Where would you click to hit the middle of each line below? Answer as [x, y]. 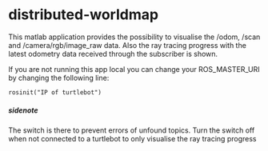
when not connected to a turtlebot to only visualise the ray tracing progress [132, 138]
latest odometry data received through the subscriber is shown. [113, 54]
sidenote [23, 110]
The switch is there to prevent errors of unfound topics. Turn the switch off [132, 130]
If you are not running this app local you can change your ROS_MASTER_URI [134, 69]
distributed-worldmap [83, 15]
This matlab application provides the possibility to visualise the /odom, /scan [134, 37]
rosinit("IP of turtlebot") [55, 92]
